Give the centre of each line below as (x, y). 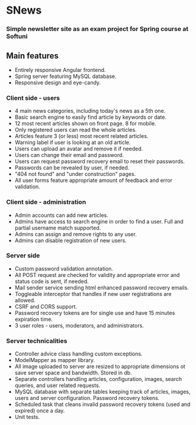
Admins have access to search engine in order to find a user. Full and (99, 221)
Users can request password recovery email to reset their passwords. (100, 162)
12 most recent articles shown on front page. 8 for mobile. (85, 124)
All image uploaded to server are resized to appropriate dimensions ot (100, 367)
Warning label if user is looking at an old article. (73, 143)
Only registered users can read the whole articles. (76, 130)
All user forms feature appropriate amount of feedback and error (94, 180)
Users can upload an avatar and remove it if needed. (79, 149)
